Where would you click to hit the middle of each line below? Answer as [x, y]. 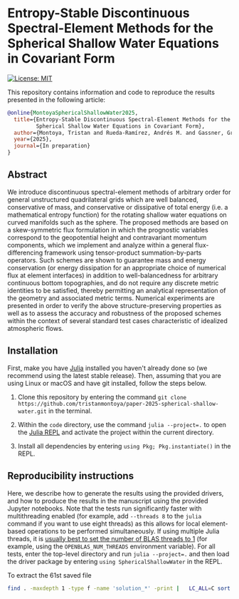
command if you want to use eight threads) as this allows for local [104, 523]
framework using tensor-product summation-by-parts [123, 252]
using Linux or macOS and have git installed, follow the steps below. [107, 383]
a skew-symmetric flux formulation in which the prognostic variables [108, 230]
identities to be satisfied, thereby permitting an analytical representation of [117, 290]
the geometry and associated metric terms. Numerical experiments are [111, 298]
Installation [33, 351]
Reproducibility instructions [70, 476]
